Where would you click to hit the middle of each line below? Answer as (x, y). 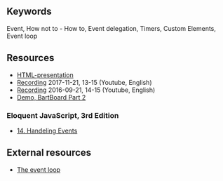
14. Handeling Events (47, 130)
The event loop (39, 169)
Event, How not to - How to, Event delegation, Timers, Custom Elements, (111, 28)
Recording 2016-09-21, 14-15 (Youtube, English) (86, 90)
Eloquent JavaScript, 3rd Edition (63, 115)
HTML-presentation (45, 75)
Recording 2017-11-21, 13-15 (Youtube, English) (84, 82)
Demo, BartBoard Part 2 (51, 97)
